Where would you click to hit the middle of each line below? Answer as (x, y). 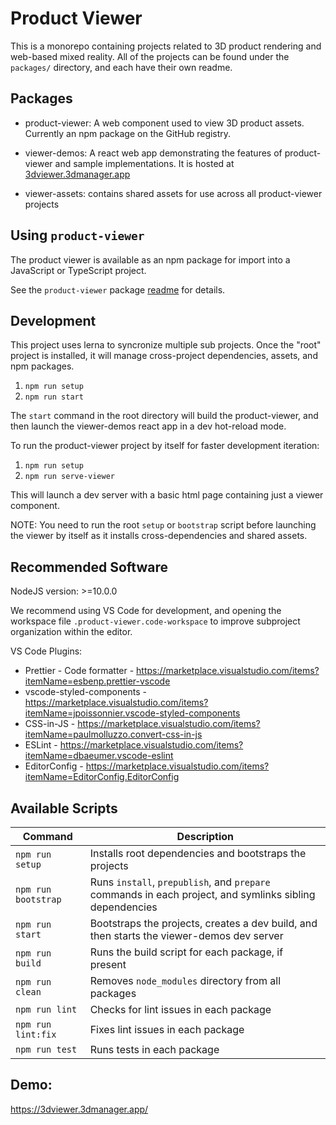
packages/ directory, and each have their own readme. (121, 67)
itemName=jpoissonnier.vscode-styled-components (132, 713)
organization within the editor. (71, 632)
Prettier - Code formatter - (79, 671)
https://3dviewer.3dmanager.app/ (79, 1109)
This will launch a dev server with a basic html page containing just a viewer (167, 495)
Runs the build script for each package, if (186, 952)
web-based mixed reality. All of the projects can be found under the (150, 56)
